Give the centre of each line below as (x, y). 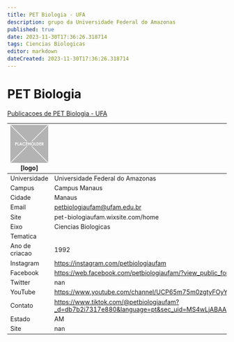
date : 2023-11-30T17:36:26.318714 (57, 37)
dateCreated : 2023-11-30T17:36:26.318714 (68, 59)
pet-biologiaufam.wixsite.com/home (107, 217)
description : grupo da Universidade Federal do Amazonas (92, 22)
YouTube (23, 292)
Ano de (21, 246)
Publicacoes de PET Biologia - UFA (57, 113)
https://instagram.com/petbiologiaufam (110, 263)
